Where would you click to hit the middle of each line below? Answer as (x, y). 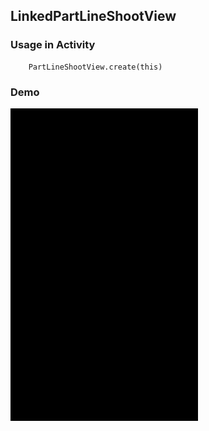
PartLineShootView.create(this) (95, 67)
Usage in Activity (53, 45)
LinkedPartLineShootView (93, 16)
